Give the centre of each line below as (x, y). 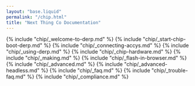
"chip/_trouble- (169, 71)
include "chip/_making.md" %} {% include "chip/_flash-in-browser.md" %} (96, 58)
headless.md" (23, 71)
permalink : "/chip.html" (36, 17)
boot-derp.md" (24, 45)
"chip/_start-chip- (164, 39)
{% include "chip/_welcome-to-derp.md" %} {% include (74, 39)
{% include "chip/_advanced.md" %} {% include (65, 64)
